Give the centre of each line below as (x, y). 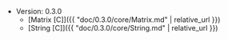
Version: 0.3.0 (39, 11)
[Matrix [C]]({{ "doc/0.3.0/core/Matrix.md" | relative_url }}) (124, 20)
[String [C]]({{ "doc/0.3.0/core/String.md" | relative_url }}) (123, 28)
